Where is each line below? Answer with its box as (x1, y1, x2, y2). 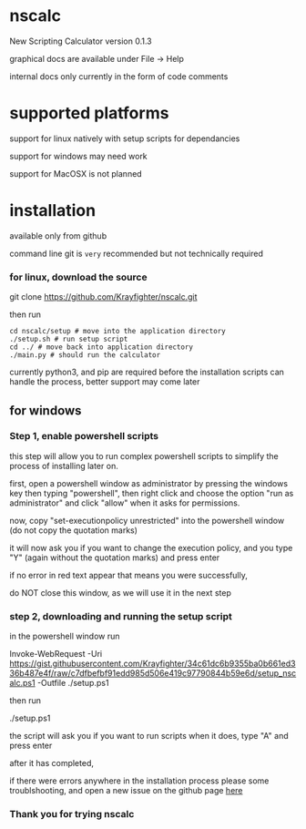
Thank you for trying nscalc (9, 808, 135, 821)
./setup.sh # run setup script (9, 334, 128, 344)
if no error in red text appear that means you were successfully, (9, 569, 248, 580)
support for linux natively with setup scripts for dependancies (9, 133, 240, 144)
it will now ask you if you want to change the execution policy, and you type (9, 542, 293, 553)
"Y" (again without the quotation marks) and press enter (9, 552, 220, 563)
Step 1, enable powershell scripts (9, 430, 159, 443)
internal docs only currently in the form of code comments (9, 70, 229, 82)
